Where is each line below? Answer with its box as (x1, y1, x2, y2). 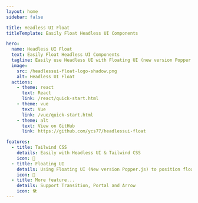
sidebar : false (6, 14, 44, 20)
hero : (6, 41, 19, 47)
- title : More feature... (11, 177, 75, 183)
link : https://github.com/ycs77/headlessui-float (21, 128, 146, 134)
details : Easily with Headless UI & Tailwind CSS (16, 150, 141, 156)
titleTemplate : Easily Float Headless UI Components (6, 30, 138, 36)
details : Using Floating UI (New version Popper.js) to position (16, 166, 181, 172)
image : (11, 62, 28, 68)
